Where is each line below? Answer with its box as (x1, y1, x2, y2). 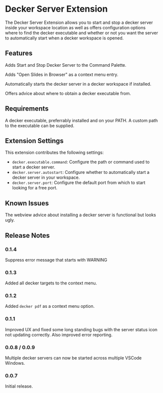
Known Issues (5, 199, 49, 207)
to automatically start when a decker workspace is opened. (5, 35, 124, 41)
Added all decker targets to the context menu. (5, 280, 97, 286)
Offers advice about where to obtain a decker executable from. (5, 90, 131, 96)
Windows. (5, 360, 25, 366)
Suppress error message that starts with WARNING (5, 257, 108, 262)
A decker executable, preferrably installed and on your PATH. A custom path (5, 117, 158, 123)
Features (5, 49, 33, 57)
